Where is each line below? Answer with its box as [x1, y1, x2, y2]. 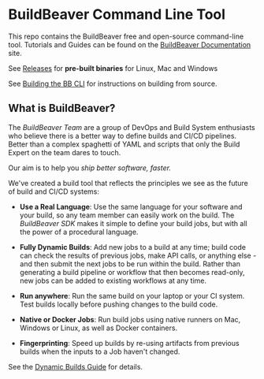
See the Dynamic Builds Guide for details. [8, 362, 143, 371]
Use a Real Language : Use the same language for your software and [19, 202, 243, 211]
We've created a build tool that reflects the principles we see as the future [8, 178, 248, 188]
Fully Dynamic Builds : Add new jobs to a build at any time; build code [19, 242, 247, 251]
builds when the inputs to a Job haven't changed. [19, 347, 180, 356]
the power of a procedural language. [19, 227, 139, 236]
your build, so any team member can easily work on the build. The [19, 210, 235, 220]
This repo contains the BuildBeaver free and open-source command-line [8, 32, 244, 41]
